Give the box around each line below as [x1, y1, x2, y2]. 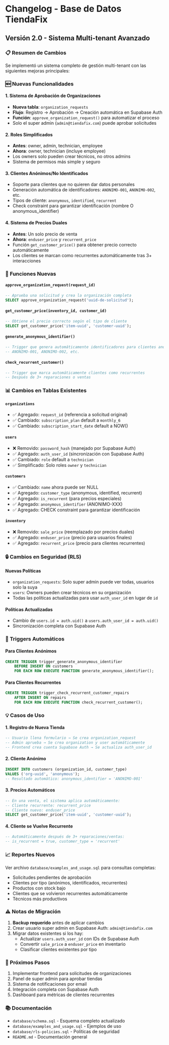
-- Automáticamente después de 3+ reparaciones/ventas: [5, 834, 125, 839]
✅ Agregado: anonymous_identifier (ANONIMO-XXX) [12, 501, 123, 507]
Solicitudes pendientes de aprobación [12, 874, 92, 880]
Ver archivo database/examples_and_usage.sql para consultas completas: [5, 864, 156, 870]
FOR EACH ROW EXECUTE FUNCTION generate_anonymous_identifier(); [14, 669, 154, 674]
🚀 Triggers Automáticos [5, 635, 64, 642]
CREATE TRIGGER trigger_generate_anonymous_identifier [5, 659, 123, 664]
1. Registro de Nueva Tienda [5, 724, 65, 730]
